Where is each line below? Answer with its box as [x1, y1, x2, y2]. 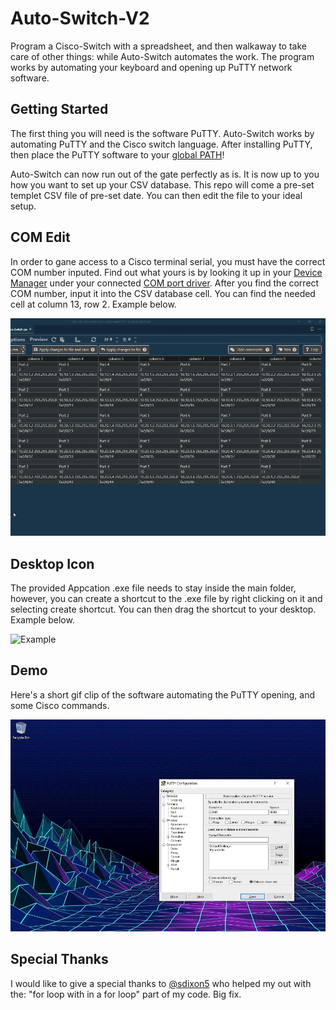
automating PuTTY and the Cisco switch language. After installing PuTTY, [10, 138, 313, 150]
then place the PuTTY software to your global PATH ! [10, 148, 225, 161]
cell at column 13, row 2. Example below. [10, 298, 177, 310]
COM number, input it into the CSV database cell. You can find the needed [10, 287, 316, 299]
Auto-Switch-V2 [10, 7, 150, 30]
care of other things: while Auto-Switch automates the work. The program [10, 50, 315, 62]
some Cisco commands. [10, 699, 110, 711]
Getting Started [10, 101, 109, 118]
